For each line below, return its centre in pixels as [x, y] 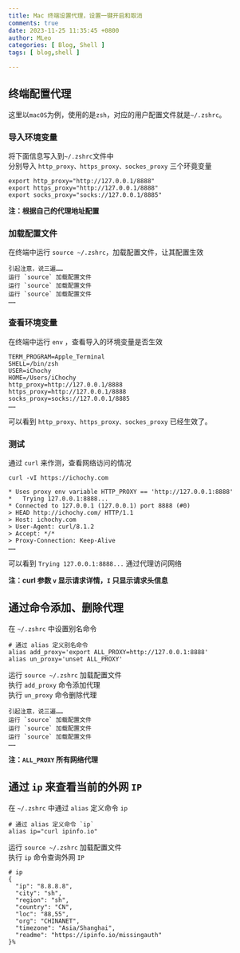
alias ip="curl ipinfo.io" [53, 831]
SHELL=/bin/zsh [33, 363]
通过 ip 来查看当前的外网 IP [75, 787]
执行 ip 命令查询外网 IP [47, 857]
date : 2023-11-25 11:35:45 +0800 [64, 30]
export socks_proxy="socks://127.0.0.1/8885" [85, 195]
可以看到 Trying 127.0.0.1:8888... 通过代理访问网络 [95, 563]
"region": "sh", [42, 900]
